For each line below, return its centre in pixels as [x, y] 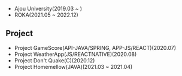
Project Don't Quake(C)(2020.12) [54, 60]
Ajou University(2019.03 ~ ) [48, 9]
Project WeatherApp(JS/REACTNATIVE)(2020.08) [75, 54]
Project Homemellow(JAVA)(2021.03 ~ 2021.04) [73, 66]
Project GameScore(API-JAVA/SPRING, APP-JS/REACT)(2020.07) [95, 47]
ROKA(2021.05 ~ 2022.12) [46, 15]
